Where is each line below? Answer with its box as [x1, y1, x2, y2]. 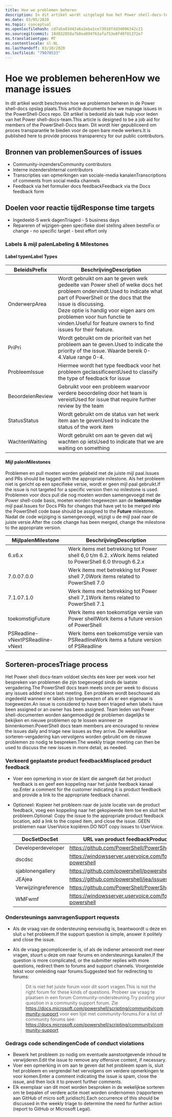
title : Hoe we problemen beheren [5, 7, 77, 13]
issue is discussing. [58, 301, 105, 308]
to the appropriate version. [5, 524, 61, 531]
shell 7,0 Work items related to [68, 573, 140, 580]
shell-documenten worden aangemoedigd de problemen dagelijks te [5, 712, 150, 718]
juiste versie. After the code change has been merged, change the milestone [5, 519, 165, 525]
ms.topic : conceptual [5, 22, 52, 27]
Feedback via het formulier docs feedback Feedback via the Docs [12, 183, 150, 189]
